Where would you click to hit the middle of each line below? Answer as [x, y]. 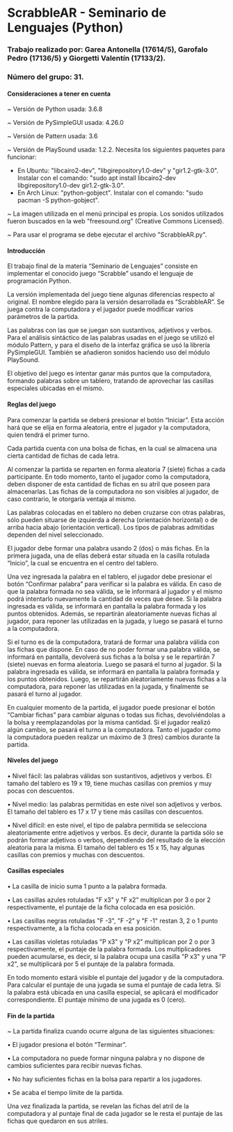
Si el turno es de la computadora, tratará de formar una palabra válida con [113, 642]
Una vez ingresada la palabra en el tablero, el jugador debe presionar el [110, 576]
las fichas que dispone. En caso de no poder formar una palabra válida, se [114, 649]
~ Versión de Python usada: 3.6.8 [55, 109]
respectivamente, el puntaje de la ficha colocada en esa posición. [101, 907]
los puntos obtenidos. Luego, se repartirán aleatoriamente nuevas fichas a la [117, 679]
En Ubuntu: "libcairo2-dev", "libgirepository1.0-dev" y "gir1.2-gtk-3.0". [118, 171]
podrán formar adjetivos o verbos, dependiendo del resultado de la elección [116, 840]
